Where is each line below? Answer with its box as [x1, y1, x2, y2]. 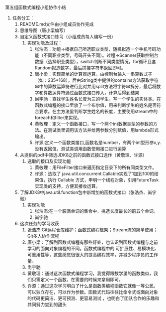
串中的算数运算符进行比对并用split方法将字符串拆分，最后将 [34, 84, 157, 89]
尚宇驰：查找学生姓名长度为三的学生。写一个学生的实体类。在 [34, 96, 162, 102]
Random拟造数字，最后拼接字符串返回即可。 [34, 65, 126, 71]
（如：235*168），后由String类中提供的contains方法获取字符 [34, 77, 159, 83]
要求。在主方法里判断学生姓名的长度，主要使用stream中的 [39, 109, 158, 114]
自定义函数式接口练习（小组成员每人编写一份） [19, 34, 116, 39]
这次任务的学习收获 [19, 221, 60, 226]
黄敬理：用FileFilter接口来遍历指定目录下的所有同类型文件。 [34, 164, 157, 170]
